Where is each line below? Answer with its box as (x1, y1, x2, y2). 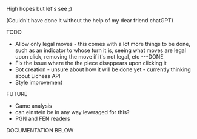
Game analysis (15, 102, 52, 109)
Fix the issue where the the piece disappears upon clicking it (15, 60, 167, 66)
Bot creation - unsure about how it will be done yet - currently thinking (15, 66, 191, 73)
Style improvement (15, 79, 62, 86)
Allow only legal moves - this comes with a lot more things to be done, (15, 40, 191, 47)
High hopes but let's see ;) (6, 5, 73, 12)
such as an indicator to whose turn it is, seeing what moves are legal (15, 47, 187, 54)
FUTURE (6, 91, 28, 97)
